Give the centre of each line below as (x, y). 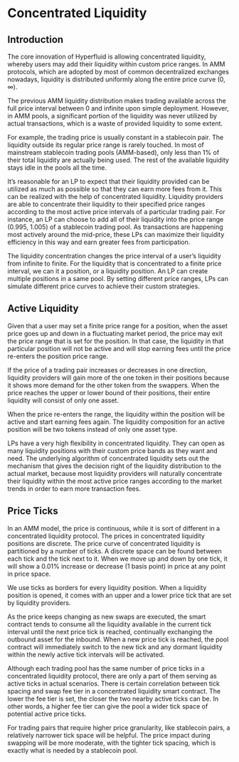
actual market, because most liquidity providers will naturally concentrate (115, 473)
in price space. (29, 574)
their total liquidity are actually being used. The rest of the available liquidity (118, 160)
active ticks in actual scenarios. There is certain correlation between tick (114, 684)
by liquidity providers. (39, 603)
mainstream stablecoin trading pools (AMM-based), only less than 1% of (113, 152)
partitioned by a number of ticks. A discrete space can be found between (115, 551)
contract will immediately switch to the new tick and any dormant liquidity (115, 646)
